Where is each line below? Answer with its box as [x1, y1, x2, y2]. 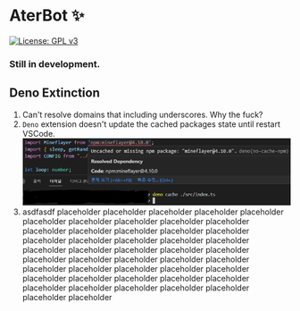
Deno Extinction [9, 86, 100, 101]
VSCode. [21, 128, 55, 139]
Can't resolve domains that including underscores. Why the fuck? [21, 109, 263, 120]
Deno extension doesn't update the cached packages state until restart [21, 118, 281, 130]
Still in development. [9, 57, 101, 70]
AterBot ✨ [9, 5, 85, 26]
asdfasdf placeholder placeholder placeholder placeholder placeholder [21, 206, 284, 217]
